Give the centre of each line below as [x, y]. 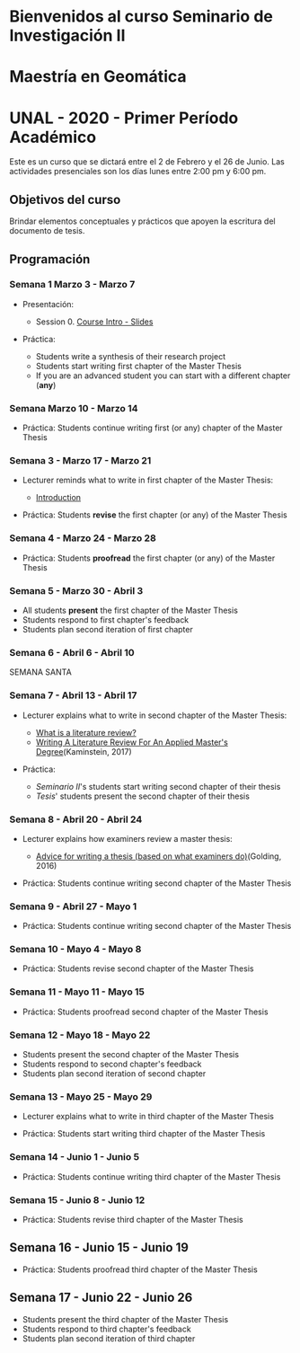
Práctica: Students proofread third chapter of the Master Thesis [140, 1269]
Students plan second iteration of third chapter [109, 1338]
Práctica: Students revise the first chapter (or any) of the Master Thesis [154, 515]
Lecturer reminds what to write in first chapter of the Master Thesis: [148, 480]
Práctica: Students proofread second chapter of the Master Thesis [145, 1012]
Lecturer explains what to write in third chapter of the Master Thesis [148, 1117]
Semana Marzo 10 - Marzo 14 [74, 408]
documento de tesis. [47, 231]
